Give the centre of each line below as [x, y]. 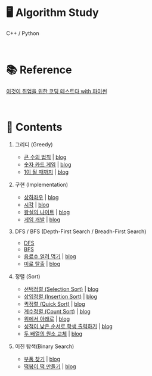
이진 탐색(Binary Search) [44, 346]
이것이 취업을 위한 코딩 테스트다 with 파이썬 [57, 91]
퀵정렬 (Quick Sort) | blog [54, 304]
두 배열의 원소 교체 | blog [53, 333]
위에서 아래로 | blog [47, 319]
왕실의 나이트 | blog [47, 212]
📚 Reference [39, 70]
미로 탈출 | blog [42, 264]
